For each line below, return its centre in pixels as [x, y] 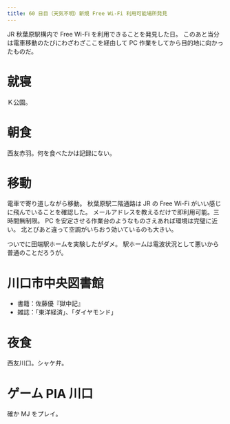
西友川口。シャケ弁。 [37, 363]
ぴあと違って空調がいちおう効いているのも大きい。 [105, 230]
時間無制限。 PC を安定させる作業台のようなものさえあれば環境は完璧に [109, 221]
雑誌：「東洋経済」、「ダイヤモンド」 [67, 312]
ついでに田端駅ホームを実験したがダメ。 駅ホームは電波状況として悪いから [113, 244]
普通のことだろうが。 [37, 253]
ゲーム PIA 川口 [50, 393]
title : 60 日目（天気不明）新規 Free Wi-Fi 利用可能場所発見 [87, 13]
